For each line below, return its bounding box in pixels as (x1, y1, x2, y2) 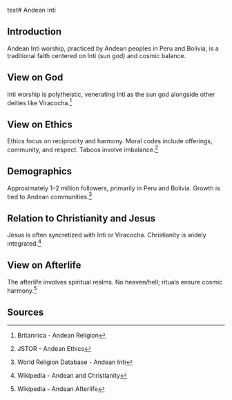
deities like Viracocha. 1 (7, 97, 72, 107)
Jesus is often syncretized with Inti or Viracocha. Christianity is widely (7, 231, 207, 239)
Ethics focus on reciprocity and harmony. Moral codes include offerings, (7, 137, 213, 145)
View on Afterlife (7, 260, 81, 271)
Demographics (7, 165, 72, 177)
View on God (7, 72, 64, 84)
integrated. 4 (7, 238, 41, 248)
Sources (7, 306, 44, 318)
